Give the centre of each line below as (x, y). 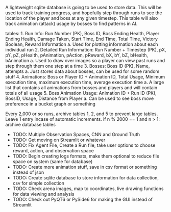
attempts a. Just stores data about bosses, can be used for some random (82, 71)
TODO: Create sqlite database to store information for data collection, (86, 178)
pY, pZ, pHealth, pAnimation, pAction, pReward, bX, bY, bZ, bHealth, (77, 55)
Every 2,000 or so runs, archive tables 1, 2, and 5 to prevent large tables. (82, 114)
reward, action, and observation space (53, 151)
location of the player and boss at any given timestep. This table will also (82, 18)
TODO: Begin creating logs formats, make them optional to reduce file (86, 156)
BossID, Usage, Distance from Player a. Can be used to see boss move (80, 98)
